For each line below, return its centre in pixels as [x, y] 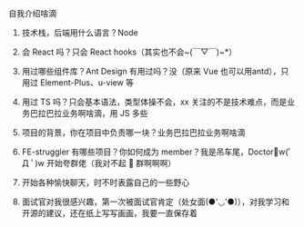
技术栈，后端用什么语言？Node [80, 33]
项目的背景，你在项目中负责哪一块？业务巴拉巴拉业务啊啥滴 [133, 133]
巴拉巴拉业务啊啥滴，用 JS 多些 [89, 113]
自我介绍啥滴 [32, 13]
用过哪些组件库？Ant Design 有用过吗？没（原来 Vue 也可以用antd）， [151, 71]
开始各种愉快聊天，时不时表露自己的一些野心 [106, 183]
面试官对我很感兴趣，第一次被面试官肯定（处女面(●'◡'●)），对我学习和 [156, 202]
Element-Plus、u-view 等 [86, 83]
